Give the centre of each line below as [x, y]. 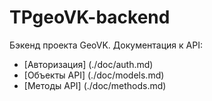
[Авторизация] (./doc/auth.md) [88, 64]
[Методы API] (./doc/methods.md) [95, 85]
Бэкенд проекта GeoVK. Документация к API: [106, 45]
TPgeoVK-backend [90, 17]
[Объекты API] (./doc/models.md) [94, 75]
